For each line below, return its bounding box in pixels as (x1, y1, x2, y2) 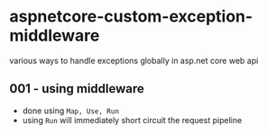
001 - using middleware (9, 81, 144, 96)
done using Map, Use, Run (22, 105, 120, 116)
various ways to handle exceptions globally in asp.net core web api (9, 55, 259, 66)
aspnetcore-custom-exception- (9, 6, 253, 27)
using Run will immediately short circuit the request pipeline (22, 114, 243, 125)
